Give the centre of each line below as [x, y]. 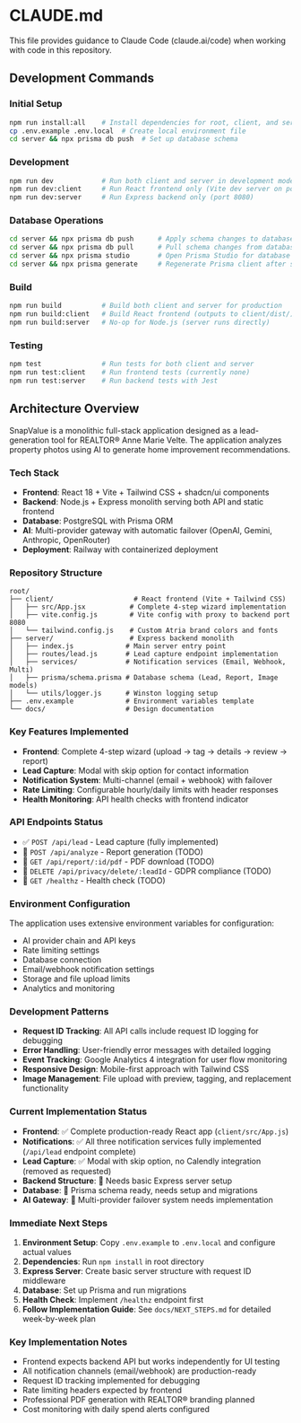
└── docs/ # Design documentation [112, 709]
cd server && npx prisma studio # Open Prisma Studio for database [150, 256]
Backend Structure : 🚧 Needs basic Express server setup [127, 1181]
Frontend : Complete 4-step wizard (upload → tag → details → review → [155, 751]
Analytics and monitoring [68, 988]
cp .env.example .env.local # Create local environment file [128, 131]
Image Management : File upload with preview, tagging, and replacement [157, 1079]
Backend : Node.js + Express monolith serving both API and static [143, 501]
